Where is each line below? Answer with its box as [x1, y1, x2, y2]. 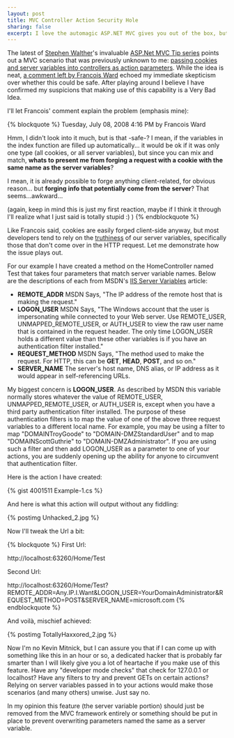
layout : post [7, 10, 45, 17]
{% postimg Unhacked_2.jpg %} [7, 513, 100, 522]
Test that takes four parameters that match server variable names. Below [7, 269, 217, 278]
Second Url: [7, 568, 42, 576]
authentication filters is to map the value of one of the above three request [7, 415, 221, 423]
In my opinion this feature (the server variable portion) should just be [7, 702, 205, 710]
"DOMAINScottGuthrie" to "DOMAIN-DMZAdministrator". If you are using [7, 437, 217, 446]
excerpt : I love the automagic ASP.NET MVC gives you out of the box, [7, 29, 217, 37]
